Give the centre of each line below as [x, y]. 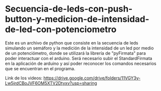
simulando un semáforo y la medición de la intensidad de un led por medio [80, 48]
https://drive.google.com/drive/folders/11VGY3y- [92, 78]
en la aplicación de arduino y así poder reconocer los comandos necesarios [81, 63]
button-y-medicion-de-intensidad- [77, 19]
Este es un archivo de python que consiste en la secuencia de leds [72, 43]
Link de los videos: [24, 78]
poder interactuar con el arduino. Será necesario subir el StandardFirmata [79, 58]
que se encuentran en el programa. [40, 68]
